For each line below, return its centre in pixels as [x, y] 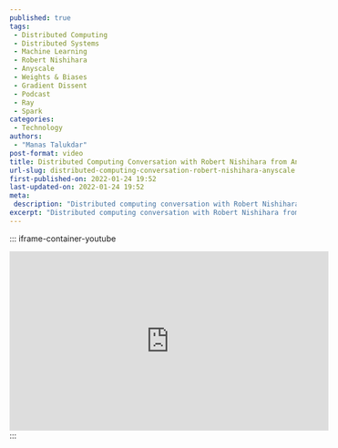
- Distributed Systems [56, 43]
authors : [26, 137]
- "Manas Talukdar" [51, 145]
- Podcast [32, 94]
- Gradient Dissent [51, 86]
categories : [32, 119]
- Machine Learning [51, 52]
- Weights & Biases [51, 77]
